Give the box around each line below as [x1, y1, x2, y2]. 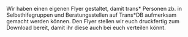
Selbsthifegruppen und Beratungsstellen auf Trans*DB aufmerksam [6, 11, 177, 18]
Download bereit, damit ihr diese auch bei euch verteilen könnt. [6, 24, 167, 31]
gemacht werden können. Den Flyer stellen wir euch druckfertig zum [6, 18, 179, 24]
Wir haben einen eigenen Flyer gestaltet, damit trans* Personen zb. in [6, 5, 182, 12]
